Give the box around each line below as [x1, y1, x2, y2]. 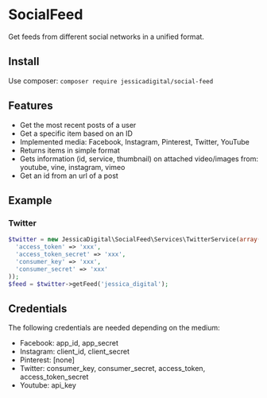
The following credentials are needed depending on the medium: [8, 323, 220, 333]
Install [8, 55, 40, 68]
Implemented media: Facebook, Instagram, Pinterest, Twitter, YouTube [19, 137, 250, 146]
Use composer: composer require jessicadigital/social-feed [8, 75, 214, 85]
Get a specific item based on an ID [19, 129, 133, 138]
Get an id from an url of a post [19, 171, 119, 180]
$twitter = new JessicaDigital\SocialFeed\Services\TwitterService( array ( [8, 236, 261, 244]
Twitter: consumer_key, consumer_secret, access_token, [19, 364, 206, 373]
